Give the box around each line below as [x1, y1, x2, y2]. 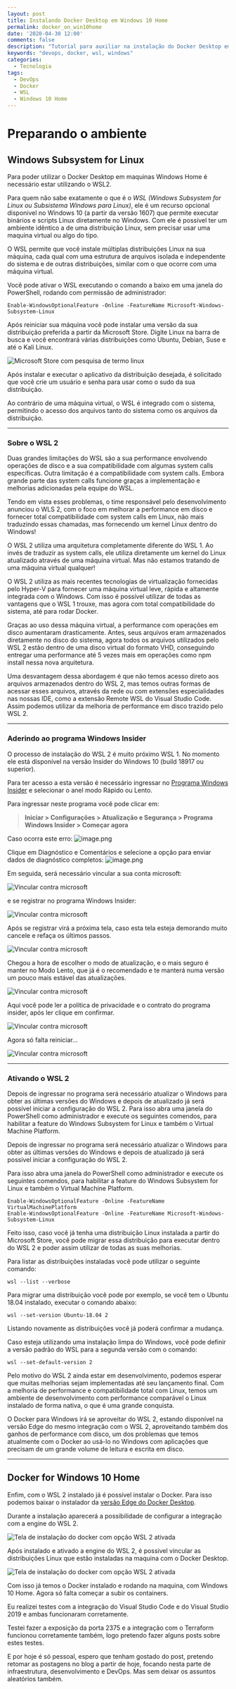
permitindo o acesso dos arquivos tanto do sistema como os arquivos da [7, 407, 218, 414]
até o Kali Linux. [7, 343, 54, 351]
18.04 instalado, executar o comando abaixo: [7, 1298, 137, 1306]
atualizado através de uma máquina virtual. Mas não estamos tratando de [7, 556, 220, 564]
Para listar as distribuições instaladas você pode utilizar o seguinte [7, 1257, 200, 1266]
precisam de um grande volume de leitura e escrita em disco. [7, 1444, 185, 1453]
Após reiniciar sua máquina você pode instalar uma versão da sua [7, 321, 198, 328]
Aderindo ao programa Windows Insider [7, 734, 146, 743]
